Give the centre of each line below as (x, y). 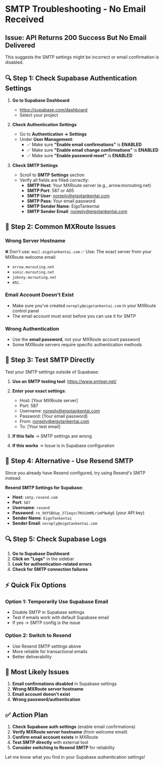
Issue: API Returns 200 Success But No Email (76, 38)
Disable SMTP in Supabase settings (48, 612)
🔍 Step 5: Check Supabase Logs (56, 539)
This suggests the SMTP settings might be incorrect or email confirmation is (82, 57)
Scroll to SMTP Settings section (52, 175)
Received (25, 19)
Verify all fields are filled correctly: (54, 180)
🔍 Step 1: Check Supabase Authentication (71, 78)
